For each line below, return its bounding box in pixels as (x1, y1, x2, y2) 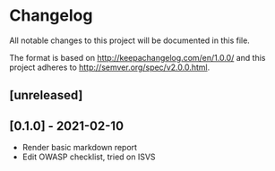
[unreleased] (9, 88, 83, 103)
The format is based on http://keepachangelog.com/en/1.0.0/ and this (9, 52, 266, 63)
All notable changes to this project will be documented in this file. (9, 35, 251, 46)
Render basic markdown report (21, 142, 137, 153)
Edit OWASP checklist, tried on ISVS (21, 151, 156, 162)
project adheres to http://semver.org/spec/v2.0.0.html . (9, 62, 211, 73)
